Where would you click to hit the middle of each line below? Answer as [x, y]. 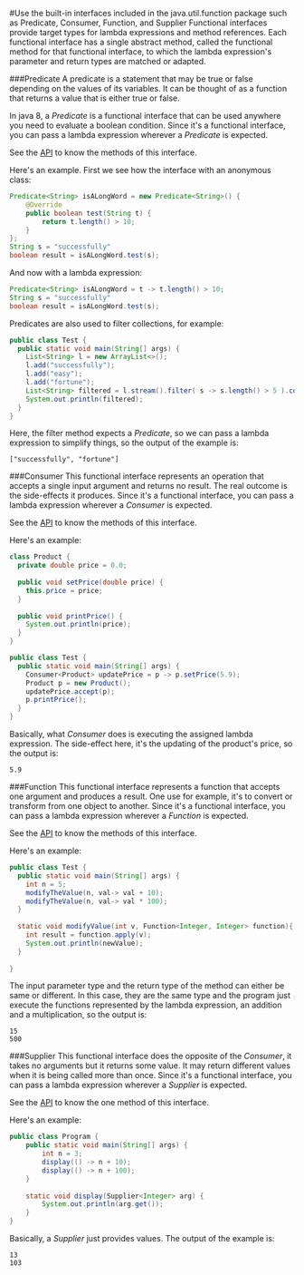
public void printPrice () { [71, 616]
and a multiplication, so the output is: [78, 1015]
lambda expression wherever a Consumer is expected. [111, 505]
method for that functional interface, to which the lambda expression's [141, 52]
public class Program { [54, 1137]
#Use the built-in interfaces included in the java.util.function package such [148, 13]
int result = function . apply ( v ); [89, 935]
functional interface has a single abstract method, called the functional [141, 42]
